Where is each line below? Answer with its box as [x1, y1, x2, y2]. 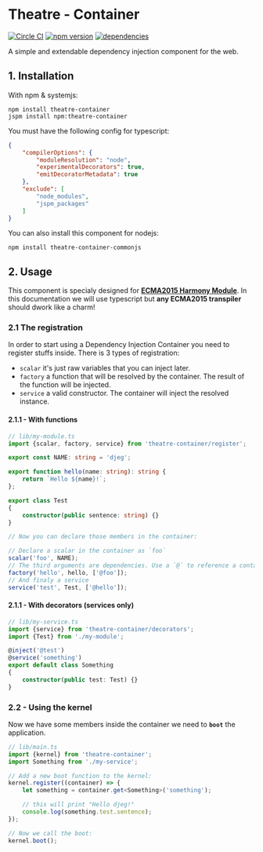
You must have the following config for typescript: [8, 126, 170, 135]
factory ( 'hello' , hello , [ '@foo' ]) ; [8, 569, 128, 576]
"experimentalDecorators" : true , [36, 163, 146, 171]
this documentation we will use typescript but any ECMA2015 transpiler [8, 294, 242, 304]
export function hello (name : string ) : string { [8, 468, 167, 476]
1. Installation [8, 69, 74, 83]
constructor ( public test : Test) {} [22, 675, 139, 684]
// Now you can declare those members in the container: [8, 532, 198, 541]
